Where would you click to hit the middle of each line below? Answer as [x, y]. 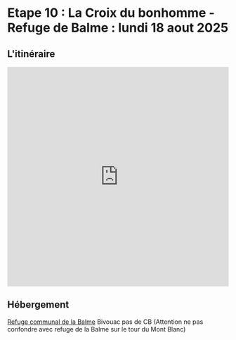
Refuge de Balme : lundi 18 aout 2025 [118, 28]
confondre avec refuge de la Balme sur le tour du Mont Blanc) [97, 329]
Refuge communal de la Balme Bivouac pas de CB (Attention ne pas [105, 322]
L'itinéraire [31, 54]
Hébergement [38, 305]
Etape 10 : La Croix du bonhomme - [111, 13]
